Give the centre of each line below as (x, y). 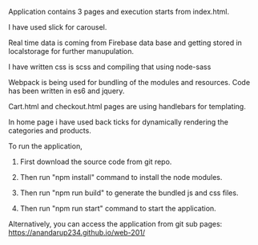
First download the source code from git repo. (96, 161)
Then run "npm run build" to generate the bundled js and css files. (129, 193)
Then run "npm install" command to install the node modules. (121, 177)
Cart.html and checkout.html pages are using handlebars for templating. (127, 106)
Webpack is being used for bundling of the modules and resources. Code (129, 82)
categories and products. (50, 131)
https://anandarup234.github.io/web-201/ (77, 233)
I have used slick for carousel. (58, 27)
